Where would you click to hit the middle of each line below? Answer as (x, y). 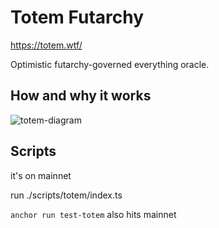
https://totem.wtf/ (46, 45)
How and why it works (81, 96)
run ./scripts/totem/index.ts (66, 195)
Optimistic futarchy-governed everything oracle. (110, 64)
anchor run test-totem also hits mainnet (93, 214)
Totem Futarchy (77, 17)
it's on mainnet (41, 175)
